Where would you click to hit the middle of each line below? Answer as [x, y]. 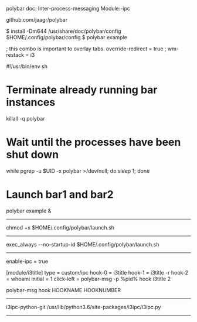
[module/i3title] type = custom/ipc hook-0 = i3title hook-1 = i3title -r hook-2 [97, 272]
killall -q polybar [26, 118]
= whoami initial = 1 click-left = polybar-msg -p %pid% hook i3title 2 [89, 279]
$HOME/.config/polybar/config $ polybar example [67, 37]
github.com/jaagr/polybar [37, 20]
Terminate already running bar [82, 90]
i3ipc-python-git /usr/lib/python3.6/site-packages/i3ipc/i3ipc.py [84, 307]
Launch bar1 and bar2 [60, 195]
